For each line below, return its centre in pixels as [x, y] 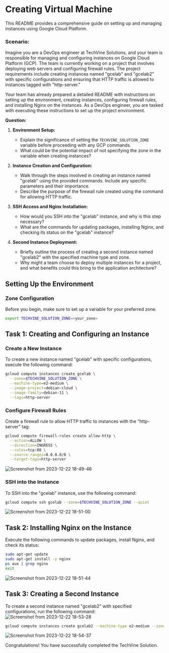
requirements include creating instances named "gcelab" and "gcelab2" [80, 74]
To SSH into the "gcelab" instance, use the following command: [71, 493]
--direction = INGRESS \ [33, 445]
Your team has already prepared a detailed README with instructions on [80, 95]
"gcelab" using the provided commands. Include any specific [83, 181]
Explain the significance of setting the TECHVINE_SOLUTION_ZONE [84, 140]
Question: [16, 120]
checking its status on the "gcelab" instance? [67, 232]
